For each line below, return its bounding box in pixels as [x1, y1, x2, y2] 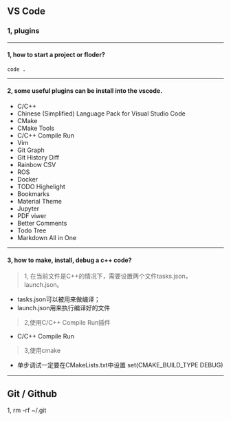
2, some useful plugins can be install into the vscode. [7, 87, 163, 95]
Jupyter [16, 204, 40, 213]
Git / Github [7, 388, 57, 400]
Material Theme [16, 197, 62, 206]
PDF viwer [16, 212, 47, 220]
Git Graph [16, 146, 45, 154]
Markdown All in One [16, 234, 77, 242]
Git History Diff [16, 153, 60, 162]
